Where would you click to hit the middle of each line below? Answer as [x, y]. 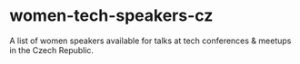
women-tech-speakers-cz [111, 16]
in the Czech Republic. [51, 50]
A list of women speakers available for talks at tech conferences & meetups [150, 41]
